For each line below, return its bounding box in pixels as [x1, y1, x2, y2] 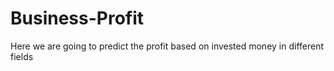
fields [10, 50, 34, 62]
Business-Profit [10, 7, 145, 30]
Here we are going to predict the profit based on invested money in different [10, 40, 325, 52]
